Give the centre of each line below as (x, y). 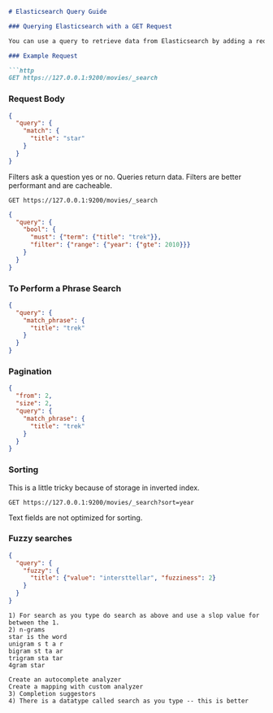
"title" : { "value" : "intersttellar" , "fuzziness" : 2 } (123, 578)
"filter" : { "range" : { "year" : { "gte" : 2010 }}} (110, 245)
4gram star (27, 665)
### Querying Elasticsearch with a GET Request (91, 26)
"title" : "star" (57, 138)
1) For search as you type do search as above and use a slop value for (134, 615)
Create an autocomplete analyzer (65, 680)
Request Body (37, 99)
